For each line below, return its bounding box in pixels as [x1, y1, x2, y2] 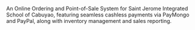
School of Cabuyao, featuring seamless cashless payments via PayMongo [6, 11, 190, 18]
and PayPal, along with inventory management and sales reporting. [6, 18, 172, 24]
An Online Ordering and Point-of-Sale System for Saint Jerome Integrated [6, 5, 188, 12]
